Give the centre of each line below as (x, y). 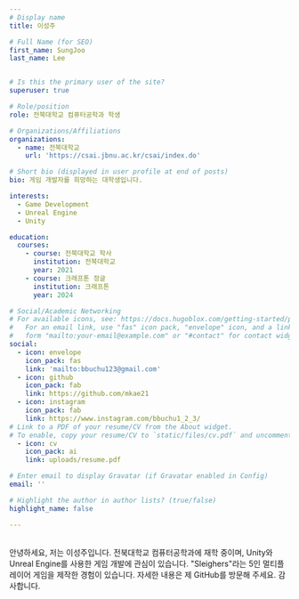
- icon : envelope (49, 352)
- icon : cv (37, 443)
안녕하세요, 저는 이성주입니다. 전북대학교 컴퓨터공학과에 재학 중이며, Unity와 (141, 552)
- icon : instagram (52, 402)
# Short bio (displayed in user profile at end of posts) (119, 172)
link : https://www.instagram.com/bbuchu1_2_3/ (113, 418)
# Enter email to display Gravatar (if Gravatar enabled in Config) (139, 476)
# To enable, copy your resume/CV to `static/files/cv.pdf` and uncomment (151, 435)
